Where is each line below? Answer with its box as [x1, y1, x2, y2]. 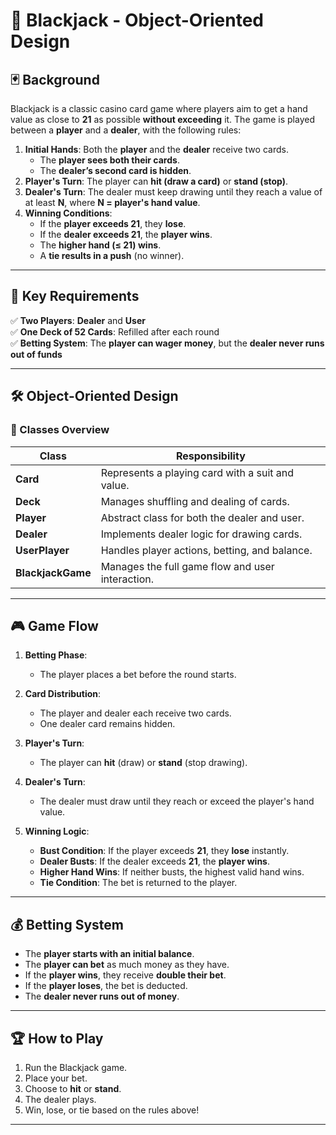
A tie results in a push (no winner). [39, 250, 185, 261]
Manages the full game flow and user [100, 559, 275, 573]
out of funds [10, 348, 63, 360]
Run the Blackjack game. [24, 1061, 128, 1073]
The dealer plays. [24, 1093, 97, 1105]
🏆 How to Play [10, 1030, 104, 1047]
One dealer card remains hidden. [39, 718, 176, 730]
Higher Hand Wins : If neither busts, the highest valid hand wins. [39, 866, 305, 878]
